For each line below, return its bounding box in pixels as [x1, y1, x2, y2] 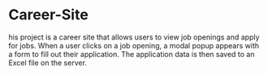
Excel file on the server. [8, 58, 88, 68]
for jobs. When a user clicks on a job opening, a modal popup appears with [8, 40, 260, 50]
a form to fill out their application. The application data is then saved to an [8, 49, 255, 59]
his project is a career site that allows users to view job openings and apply [8, 32, 260, 42]
